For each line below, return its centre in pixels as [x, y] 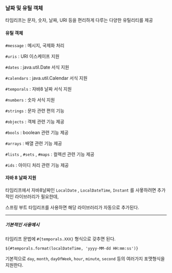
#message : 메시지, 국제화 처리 [35, 45]
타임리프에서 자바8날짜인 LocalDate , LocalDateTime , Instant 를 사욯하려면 [81, 190]
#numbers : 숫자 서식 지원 [30, 100]
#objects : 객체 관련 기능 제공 [35, 121]
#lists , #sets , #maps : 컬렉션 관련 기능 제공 [50, 154]
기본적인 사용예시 [23, 225]
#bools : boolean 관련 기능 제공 [37, 132]
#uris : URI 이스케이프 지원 [33, 56]
